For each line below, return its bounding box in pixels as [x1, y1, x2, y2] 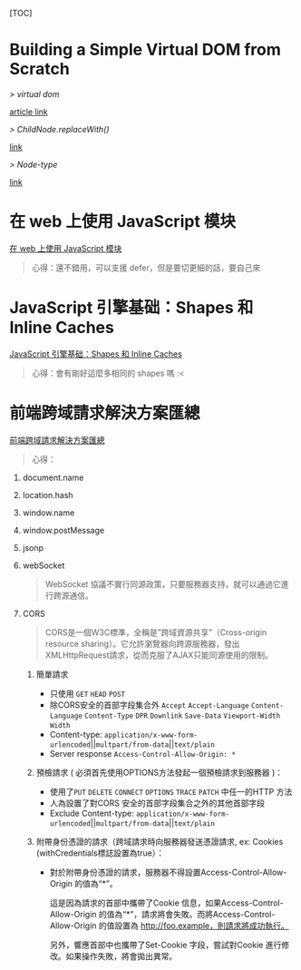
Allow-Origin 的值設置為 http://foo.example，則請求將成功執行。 [49, 920, 289, 931]
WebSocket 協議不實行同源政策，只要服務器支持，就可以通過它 [44, 578, 281, 589]
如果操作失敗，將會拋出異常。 [65, 950, 178, 961]
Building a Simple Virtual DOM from [9, 40, 281, 60]
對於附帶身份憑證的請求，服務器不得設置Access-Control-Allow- [49, 867, 287, 877]
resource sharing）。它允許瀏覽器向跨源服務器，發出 [44, 638, 240, 649]
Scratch [9, 59, 70, 80]
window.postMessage [22, 524, 105, 535]
